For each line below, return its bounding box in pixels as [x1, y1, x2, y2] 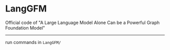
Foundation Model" [5, 24, 46, 30]
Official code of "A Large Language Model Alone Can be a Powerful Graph [5, 19, 160, 25]
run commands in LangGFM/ [5, 39, 61, 45]
